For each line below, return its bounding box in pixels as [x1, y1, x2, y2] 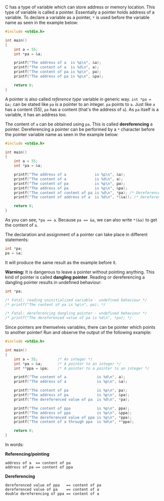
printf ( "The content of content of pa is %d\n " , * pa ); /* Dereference [14, 190, 161, 195]
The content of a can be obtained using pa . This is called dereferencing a [5, 121, 153, 127]
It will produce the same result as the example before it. [5, 260, 117, 265]
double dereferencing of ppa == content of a [5, 491, 99, 496]
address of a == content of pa [5, 461, 71, 465]
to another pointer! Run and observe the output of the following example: [5, 329, 152, 336]
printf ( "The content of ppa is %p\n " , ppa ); [14, 406, 130, 411]
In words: [5, 441, 24, 447]
